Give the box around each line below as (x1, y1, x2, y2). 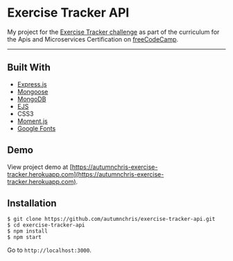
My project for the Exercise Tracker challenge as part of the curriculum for (7, 28, 220, 36)
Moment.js (17, 116, 48, 125)
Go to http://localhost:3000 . (7, 246, 92, 254)
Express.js (17, 80, 47, 88)
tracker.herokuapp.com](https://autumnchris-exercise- (7, 170, 164, 178)
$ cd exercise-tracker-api (7, 222, 85, 229)
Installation (7, 197, 57, 209)
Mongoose (17, 87, 49, 96)
